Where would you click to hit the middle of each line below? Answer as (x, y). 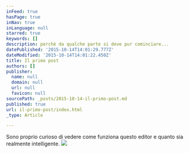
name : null (25, 77)
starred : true (23, 33)
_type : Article (25, 115)
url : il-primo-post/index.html (44, 110)
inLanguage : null (27, 28)
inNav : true (21, 22)
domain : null (27, 83)
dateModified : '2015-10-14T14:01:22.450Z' (59, 55)
